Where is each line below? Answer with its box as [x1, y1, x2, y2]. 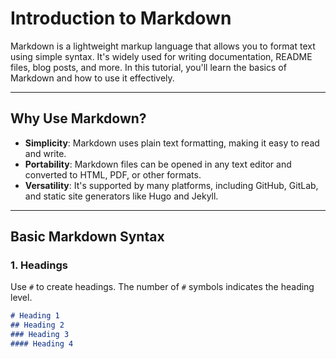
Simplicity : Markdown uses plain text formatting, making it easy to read [24, 137, 320, 149]
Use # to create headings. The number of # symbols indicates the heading [10, 281, 315, 293]
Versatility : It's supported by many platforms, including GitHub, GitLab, [24, 179, 319, 191]
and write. [24, 147, 67, 159]
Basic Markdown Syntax [10, 228, 165, 246]
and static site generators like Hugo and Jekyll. [24, 190, 219, 202]
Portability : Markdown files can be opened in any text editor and [24, 158, 292, 170]
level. [10, 292, 33, 304]
